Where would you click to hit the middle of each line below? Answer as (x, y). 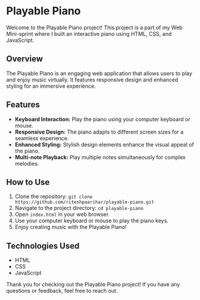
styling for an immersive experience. (51, 86)
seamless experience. (42, 138)
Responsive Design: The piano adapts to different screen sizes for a (99, 132)
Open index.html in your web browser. (62, 214)
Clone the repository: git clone (53, 197)
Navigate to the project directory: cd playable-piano (79, 208)
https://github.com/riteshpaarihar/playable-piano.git (84, 202)
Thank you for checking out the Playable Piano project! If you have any (93, 284)
